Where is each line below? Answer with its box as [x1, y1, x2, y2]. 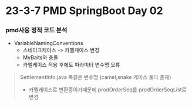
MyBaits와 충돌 [22, 54, 59, 61]
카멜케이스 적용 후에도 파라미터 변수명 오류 [22, 61, 121, 69]
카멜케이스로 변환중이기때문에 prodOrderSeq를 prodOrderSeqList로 [28, 86, 187, 93]
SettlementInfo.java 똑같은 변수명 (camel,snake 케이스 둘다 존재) [19, 74, 171, 81]
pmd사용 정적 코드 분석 [5, 26, 68, 35]
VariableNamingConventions [14, 40, 83, 47]
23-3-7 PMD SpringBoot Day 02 [5, 4, 164, 18]
